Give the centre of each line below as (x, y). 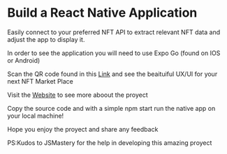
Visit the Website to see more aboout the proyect (78, 95)
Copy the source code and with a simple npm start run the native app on (111, 108)
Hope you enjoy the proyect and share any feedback (83, 129)
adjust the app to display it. (46, 39)
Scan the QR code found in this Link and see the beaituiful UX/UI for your (112, 74)
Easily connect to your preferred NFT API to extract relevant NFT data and (114, 32)
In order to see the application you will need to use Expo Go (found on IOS (114, 53)
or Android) (24, 60)
